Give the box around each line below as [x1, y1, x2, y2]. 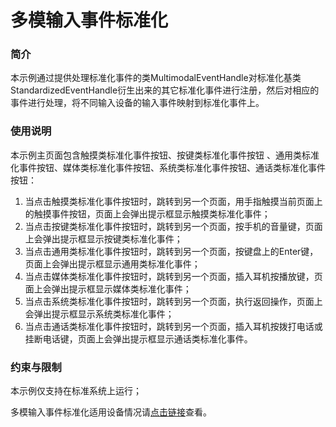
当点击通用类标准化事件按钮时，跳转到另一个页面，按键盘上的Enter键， [24, 245, 319, 257]
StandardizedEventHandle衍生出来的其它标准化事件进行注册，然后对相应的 [10, 84, 320, 96]
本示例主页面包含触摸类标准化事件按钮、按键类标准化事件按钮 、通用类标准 [10, 149, 320, 161]
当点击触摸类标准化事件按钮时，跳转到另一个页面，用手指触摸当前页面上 [24, 195, 323, 207]
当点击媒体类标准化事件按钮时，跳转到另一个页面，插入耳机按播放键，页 [24, 270, 323, 282]
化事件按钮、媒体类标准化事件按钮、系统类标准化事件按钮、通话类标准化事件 [10, 161, 326, 173]
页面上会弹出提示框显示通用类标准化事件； [24, 257, 201, 270]
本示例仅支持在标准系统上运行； [10, 385, 142, 397]
